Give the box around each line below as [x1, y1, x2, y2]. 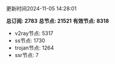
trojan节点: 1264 [14, 44, 54, 51]
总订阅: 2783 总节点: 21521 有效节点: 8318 [6, 17, 109, 24]
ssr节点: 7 [14, 52, 39, 58]
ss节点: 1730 [14, 37, 45, 44]
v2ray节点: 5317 [14, 30, 54, 37]
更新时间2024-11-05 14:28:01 [6, 5, 77, 12]
